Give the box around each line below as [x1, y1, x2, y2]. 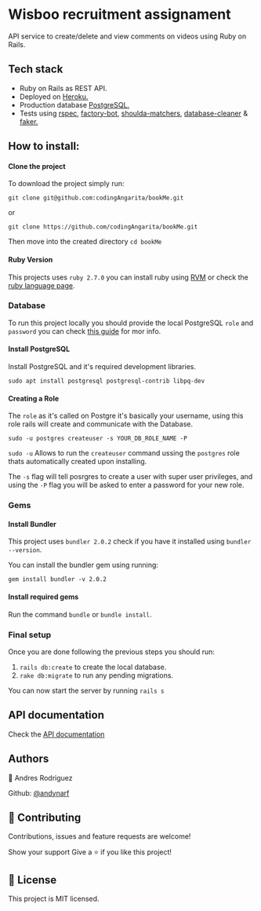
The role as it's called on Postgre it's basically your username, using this [8, 411, 244, 421]
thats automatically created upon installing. [8, 457, 147, 466]
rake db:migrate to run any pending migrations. [19, 670, 174, 680]
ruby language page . [8, 280, 75, 290]
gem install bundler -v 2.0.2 [8, 576, 107, 584]
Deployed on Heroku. [19, 92, 89, 101]
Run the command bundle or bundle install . [8, 609, 152, 619]
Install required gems [8, 591, 79, 602]
